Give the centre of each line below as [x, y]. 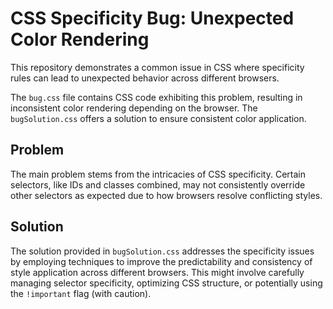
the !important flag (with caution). [81, 293]
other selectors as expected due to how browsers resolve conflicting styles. [166, 195]
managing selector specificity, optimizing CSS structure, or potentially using [166, 283]
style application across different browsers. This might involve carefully [157, 272]
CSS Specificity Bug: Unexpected [152, 18]
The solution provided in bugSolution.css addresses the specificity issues [162, 251]
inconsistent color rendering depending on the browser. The [134, 108]
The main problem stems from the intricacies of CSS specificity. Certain [158, 174]
